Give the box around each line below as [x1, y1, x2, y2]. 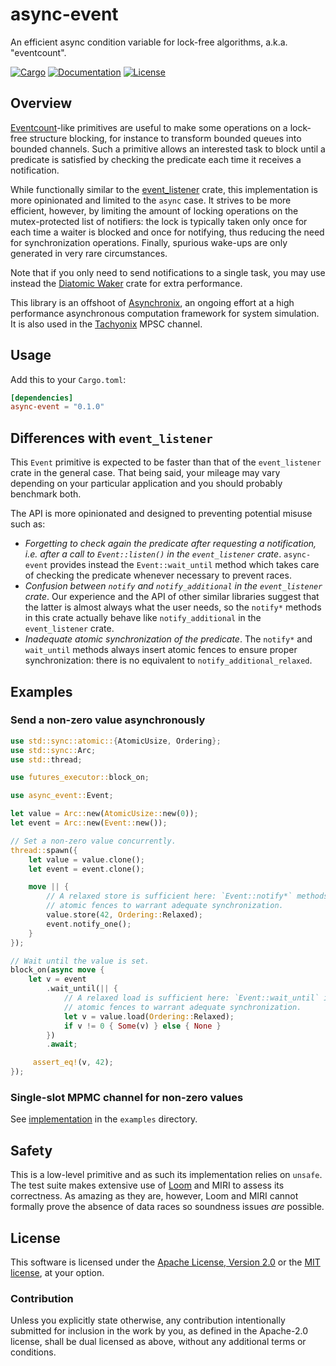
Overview [10, 95, 73, 112]
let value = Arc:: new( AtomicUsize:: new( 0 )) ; [10, 809, 199, 819]
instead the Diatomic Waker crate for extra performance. [10, 277, 243, 289]
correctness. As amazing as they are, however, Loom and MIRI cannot [10, 1190, 299, 1202]
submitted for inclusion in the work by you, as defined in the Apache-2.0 [10, 1325, 308, 1337]
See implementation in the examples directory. [10, 1113, 198, 1125]
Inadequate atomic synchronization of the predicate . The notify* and [24, 633, 313, 645]
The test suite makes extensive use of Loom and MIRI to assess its [10, 1179, 285, 1192]
